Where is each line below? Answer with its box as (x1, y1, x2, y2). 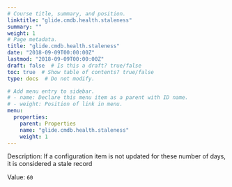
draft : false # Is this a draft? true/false (7, 62, 141, 69)
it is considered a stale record (7, 160, 93, 168)
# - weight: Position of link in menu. (7, 100, 123, 108)
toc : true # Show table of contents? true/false (7, 68, 155, 75)
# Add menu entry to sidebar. (7, 88, 95, 95)
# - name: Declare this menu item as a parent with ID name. (7, 94, 189, 101)
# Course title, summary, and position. (7, 10, 127, 17)
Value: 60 (7, 173, 33, 181)
